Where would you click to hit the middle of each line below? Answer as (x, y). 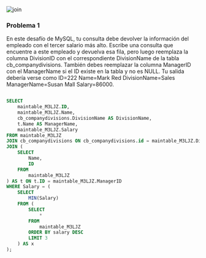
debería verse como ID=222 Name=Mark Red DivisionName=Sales (91, 78)
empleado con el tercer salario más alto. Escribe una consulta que (90, 45)
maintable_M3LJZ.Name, (46, 113)
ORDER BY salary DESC (56, 233)
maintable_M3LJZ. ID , (44, 107)
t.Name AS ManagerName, (48, 124)
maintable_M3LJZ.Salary (48, 130)
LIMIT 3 (38, 238)
